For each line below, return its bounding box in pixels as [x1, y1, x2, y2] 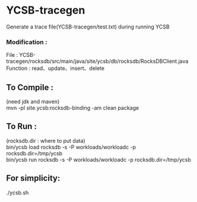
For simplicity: [6, 173, 61, 184]
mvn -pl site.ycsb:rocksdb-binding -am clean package [6, 104, 139, 111]
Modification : [6, 38, 47, 46]
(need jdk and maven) [6, 98, 60, 105]
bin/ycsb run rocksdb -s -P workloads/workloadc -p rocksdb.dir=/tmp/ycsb [6, 156, 192, 163]
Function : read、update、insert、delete [6, 65, 105, 72]
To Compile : [6, 82, 53, 92]
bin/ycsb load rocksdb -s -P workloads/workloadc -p [6, 143, 136, 150]
